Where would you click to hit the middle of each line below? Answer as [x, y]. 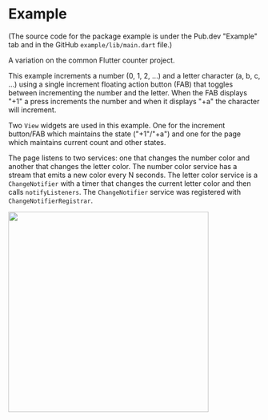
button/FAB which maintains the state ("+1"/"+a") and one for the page [125, 134]
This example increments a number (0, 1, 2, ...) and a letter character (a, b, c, [134, 75]
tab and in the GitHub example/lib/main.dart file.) [90, 44]
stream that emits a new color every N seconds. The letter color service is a [133, 175]
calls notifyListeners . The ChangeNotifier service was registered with [125, 192]
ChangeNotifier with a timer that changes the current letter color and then [130, 183]
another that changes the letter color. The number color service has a [123, 166]
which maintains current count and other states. [87, 142]
